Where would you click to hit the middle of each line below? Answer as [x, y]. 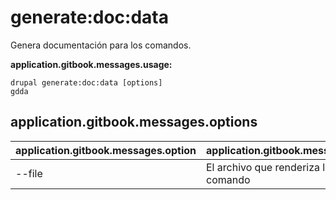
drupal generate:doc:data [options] [86, 82]
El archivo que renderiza [263, 167]
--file [29, 173]
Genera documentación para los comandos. [101, 45]
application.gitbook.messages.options [134, 122]
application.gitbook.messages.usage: [91, 64]
